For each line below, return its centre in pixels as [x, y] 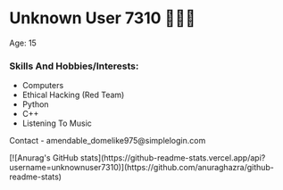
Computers [43, 86]
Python [35, 104]
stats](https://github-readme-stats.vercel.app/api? [173, 158]
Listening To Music [57, 123]
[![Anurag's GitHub [44, 158]
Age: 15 [23, 43]
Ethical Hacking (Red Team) [73, 95]
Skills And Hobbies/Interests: [74, 66]
